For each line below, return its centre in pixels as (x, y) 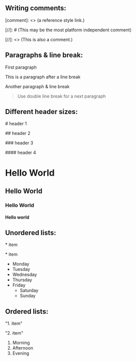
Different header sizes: (42, 112)
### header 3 (19, 143)
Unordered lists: (31, 233)
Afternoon (23, 348)
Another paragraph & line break (37, 86)
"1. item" (14, 324)
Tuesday (21, 269)
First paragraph (21, 67)
